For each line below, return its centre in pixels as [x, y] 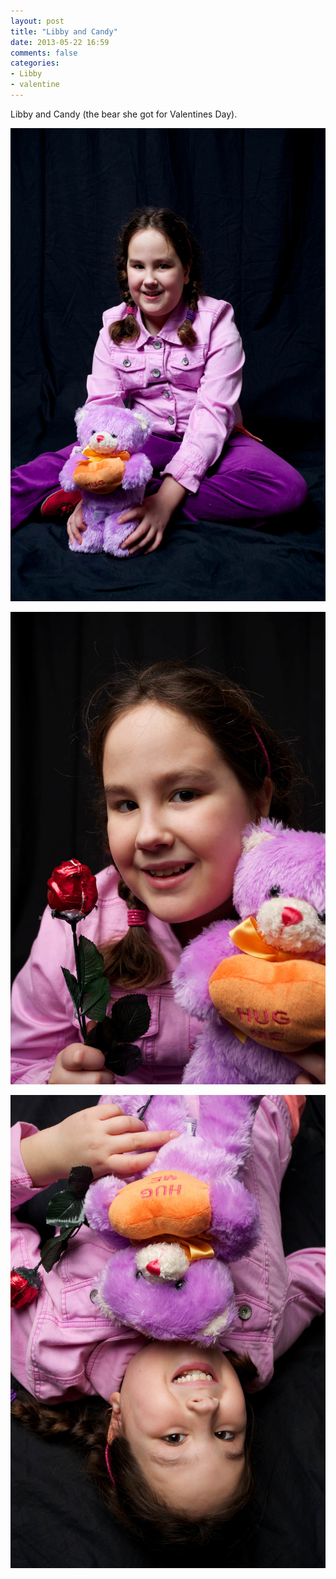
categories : [35, 63]
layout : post [37, 21]
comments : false [44, 53]
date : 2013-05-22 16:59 [60, 42]
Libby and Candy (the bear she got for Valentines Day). [124, 114]
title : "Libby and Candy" [64, 31]
